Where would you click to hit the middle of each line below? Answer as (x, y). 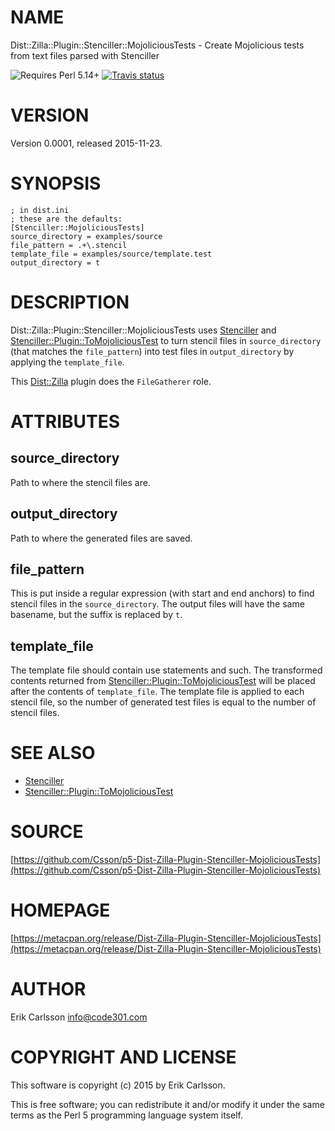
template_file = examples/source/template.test (111, 254)
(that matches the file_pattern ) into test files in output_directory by (152, 351)
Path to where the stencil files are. (80, 482)
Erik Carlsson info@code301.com (79, 1017)
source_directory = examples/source (86, 236)
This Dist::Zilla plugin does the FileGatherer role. (111, 381)
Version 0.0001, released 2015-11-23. (86, 143)
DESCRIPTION (70, 302)
